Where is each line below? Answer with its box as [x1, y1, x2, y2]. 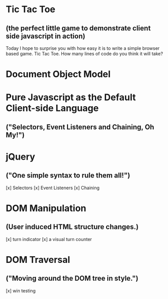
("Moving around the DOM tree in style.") [6, 274, 139, 283]
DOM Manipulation [6, 202, 87, 214]
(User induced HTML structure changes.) [6, 223, 139, 231]
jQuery [6, 151, 36, 162]
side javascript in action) [6, 32, 86, 40]
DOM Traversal [6, 254, 71, 265]
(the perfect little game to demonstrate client [6, 24, 151, 33]
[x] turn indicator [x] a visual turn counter [6, 236, 92, 242]
